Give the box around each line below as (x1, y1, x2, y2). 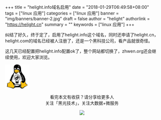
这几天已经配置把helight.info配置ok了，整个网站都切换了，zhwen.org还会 (5, 48, 152, 54)
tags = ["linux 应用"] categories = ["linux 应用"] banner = (5, 10, 119, 16)
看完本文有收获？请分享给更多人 (50, 94, 114, 100)
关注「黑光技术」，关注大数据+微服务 (45, 100, 119, 106)
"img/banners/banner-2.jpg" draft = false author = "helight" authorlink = (5, 16, 150, 21)
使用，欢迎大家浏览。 (9, 54, 52, 60)
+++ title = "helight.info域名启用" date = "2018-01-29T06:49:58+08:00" (5, 4, 149, 10)
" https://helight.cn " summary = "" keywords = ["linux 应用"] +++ (5, 21, 135, 27)
